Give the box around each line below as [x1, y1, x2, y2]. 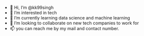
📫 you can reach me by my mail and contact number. [9, 26, 120, 31]
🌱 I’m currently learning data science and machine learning [9, 15, 130, 20]
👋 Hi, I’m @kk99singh [9, 5, 54, 10]
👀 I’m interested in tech [9, 10, 57, 16]
